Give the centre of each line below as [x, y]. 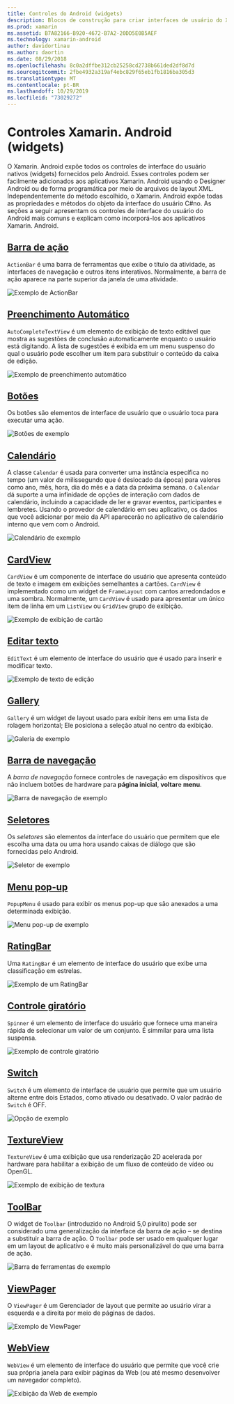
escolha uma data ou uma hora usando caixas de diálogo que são [102, 844]
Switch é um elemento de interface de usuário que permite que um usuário [114, 1090]
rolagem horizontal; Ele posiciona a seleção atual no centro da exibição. [110, 725]
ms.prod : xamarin [32, 26]
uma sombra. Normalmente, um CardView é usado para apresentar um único [116, 599]
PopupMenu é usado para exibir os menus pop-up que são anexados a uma [112, 904]
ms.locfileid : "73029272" [45, 98]
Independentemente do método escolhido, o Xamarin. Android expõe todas [115, 196]
